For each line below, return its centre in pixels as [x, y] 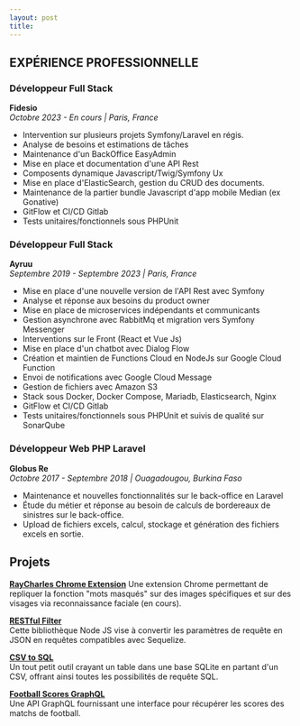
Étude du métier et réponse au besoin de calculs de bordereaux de [146, 505]
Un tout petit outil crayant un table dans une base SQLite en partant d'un [144, 666]
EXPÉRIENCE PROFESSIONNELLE [104, 63]
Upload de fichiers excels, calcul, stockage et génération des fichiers [151, 524]
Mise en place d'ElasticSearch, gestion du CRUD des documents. [143, 183]
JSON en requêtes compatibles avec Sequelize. [98, 639]
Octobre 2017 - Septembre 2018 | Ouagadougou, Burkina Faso [126, 478]
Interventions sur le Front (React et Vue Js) [102, 339]
